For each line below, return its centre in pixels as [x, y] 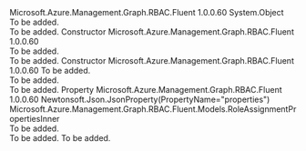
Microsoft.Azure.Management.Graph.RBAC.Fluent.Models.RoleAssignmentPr [153, 109]
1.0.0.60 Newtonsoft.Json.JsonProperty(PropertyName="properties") [140, 99]
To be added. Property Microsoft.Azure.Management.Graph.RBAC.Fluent [146, 90]
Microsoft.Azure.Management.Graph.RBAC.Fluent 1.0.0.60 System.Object [147, 12]
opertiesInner [35, 119]
